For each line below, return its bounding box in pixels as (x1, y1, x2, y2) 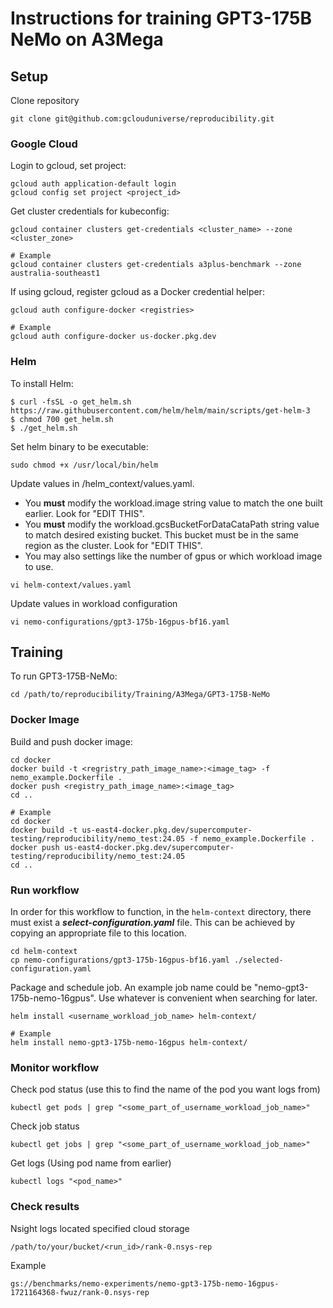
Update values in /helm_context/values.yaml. (10, 477, 195, 489)
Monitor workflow (10, 1060, 100, 1074)
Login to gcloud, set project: (10, 160, 127, 172)
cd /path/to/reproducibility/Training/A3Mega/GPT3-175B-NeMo (10, 690, 271, 700)
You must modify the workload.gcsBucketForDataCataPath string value (24, 518, 320, 530)
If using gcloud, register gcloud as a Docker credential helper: (10, 286, 265, 298)
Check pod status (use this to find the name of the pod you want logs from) (10, 1083, 321, 1096)
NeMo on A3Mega (10, 28, 164, 51)
